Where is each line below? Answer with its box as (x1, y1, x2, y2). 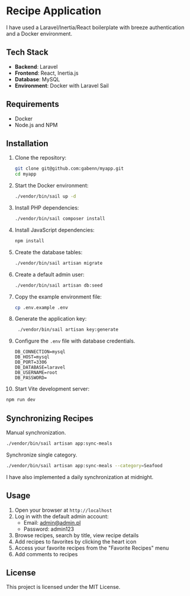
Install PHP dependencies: (14, 204, 79, 211)
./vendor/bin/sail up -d (14, 194, 76, 199)
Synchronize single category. (6, 451, 78, 458)
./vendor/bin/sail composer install (14, 215, 105, 221)
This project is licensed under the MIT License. (6, 584, 121, 591)
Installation (6, 138, 49, 148)
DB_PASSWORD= (14, 375, 47, 381)
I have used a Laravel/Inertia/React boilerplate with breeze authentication (6, 24, 185, 31)
